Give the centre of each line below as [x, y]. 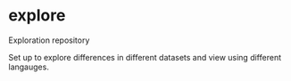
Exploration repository [49, 40]
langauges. [29, 67]
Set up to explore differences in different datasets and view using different [145, 57]
